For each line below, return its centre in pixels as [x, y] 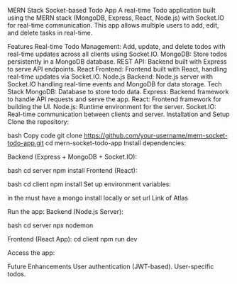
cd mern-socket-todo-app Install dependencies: [116, 143]
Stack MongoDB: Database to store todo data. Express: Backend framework [118, 92]
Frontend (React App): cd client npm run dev [72, 239]
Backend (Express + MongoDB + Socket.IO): [72, 157]
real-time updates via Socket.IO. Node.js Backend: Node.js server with [110, 76]
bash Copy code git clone [45, 135]
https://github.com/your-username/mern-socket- [156, 135]
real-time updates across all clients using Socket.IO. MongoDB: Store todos [117, 54]
